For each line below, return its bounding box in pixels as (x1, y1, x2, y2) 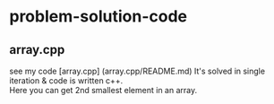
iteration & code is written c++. (9, 75, 124, 86)
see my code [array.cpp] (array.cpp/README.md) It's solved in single (9, 65, 266, 76)
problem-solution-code (9, 6, 188, 27)
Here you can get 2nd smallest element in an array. (9, 85, 198, 95)
